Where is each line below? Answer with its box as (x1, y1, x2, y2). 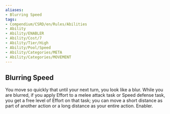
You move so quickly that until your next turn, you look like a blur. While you (5, 87, 163, 93)
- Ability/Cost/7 (5, 36, 42, 41)
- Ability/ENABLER (5, 31, 44, 36)
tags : (5, 17, 17, 22)
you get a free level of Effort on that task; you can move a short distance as (5, 97, 163, 104)
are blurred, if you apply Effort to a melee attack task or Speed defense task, (5, 92, 165, 98)
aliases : (5, 7, 24, 13)
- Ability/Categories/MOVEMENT (5, 54, 72, 60)
